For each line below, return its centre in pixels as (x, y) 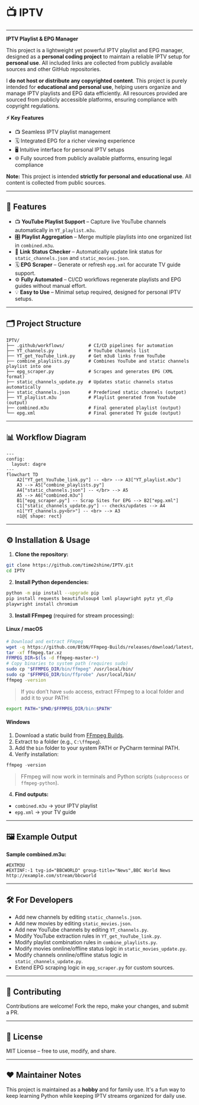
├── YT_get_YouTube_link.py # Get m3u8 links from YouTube (86, 356)
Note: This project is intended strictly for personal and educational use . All (99, 176)
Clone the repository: (41, 554)
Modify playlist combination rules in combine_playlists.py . (86, 942)
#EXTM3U (16, 865)
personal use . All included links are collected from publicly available (89, 63)
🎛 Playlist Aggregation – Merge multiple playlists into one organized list (103, 237)
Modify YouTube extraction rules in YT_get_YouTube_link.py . (88, 936)
